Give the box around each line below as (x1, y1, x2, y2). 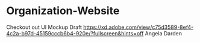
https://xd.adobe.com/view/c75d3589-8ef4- (83, 24, 194, 31)
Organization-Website (6, 4, 120, 18)
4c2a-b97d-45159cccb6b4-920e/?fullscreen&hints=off (6, 29, 144, 37)
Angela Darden (145, 29, 183, 37)
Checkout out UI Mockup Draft (6, 24, 83, 31)
